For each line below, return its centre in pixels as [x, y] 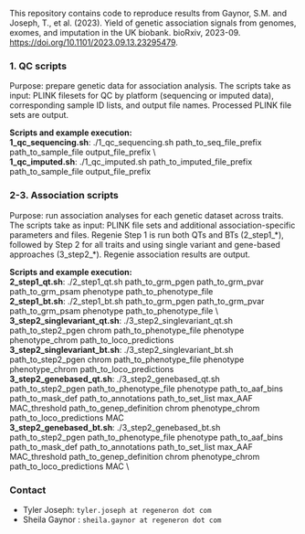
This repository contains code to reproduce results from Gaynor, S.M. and [148, 13]
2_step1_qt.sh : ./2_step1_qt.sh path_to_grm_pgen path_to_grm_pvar [137, 282]
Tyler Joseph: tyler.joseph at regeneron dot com [117, 509]
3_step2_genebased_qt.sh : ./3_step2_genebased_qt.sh [115, 379]
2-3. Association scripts [64, 196]
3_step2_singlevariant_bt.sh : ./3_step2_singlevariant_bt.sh [121, 349]
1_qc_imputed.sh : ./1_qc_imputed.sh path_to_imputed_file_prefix [131, 162]
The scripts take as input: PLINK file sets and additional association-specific [152, 225]
